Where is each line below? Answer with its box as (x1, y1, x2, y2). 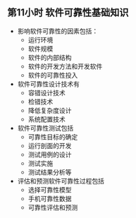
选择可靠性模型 (27, 186, 72, 194)
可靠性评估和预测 (27, 203, 78, 212)
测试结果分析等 (27, 168, 72, 176)
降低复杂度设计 (27, 106, 72, 114)
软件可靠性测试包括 (17, 123, 74, 132)
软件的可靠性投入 (27, 71, 78, 79)
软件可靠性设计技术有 (17, 80, 80, 88)
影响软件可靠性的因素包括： (17, 27, 99, 35)
